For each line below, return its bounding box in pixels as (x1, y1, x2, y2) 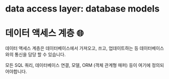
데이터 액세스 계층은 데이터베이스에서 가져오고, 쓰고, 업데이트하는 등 (5, 45, 139, 51)
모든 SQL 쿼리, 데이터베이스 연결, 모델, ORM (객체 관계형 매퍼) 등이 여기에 (5, 62, 151, 68)
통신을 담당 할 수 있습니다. (14, 51, 66, 58)
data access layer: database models (5, 3, 160, 15)
